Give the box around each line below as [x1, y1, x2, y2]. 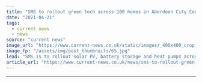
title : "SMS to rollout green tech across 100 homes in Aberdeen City [6, 8, 187, 15]
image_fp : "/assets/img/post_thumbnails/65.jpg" [6, 48, 130, 54]
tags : [6, 20, 20, 26]
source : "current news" [6, 37, 66, 43]
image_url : [6, 43, 34, 49]
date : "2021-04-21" [6, 14, 55, 20]
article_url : [6, 59, 39, 65]
